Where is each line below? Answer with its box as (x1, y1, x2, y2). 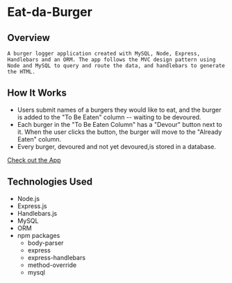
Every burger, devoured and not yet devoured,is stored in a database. (17, 142, 217, 151)
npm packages (17, 231, 60, 239)
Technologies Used (7, 176, 92, 188)
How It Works (7, 87, 67, 99)
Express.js (17, 202, 47, 210)
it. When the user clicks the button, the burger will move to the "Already (17, 128, 222, 136)
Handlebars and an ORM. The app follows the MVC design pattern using (7, 56, 216, 63)
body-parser (27, 239, 64, 247)
